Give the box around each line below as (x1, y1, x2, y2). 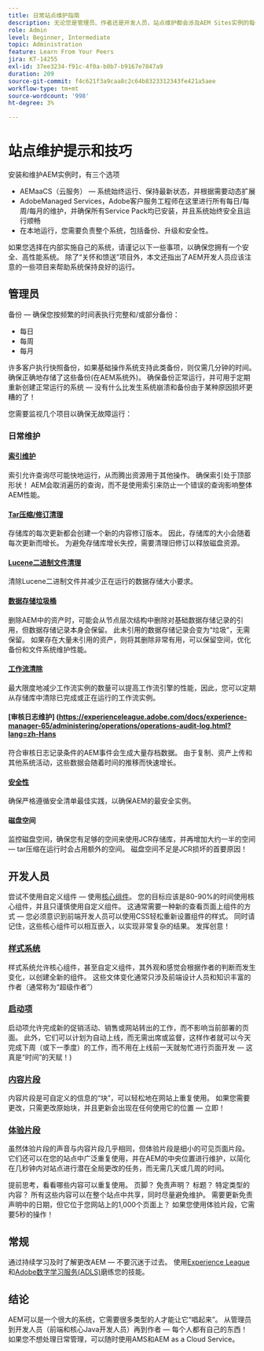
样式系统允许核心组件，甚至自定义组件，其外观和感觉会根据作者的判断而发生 (8, 962, 256, 971)
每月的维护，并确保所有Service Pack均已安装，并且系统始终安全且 (28, 206, 244, 216)
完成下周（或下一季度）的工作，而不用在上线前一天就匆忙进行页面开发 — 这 (8, 1042, 253, 1052)
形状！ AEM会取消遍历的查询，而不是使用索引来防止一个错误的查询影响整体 (8, 480, 253, 490)
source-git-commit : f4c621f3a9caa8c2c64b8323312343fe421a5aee (8, 77, 216, 85)
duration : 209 (8, 70, 55, 78)
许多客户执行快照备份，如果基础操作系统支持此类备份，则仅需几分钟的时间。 (8, 362, 256, 372)
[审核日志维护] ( (8, 712, 60, 721)
